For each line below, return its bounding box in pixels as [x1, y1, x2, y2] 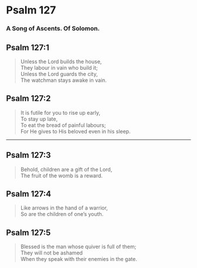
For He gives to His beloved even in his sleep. [20, 128, 131, 135]
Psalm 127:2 [6, 94, 51, 104]
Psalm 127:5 [6, 228, 51, 238]
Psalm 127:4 [6, 188, 52, 199]
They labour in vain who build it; [20, 64, 98, 71]
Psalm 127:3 [6, 150, 51, 160]
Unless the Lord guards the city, [20, 70, 98, 77]
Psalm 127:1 [6, 42, 50, 53]
